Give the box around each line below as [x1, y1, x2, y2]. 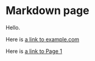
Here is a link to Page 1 [5, 47, 62, 55]
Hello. [5, 24, 21, 31]
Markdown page [5, 4, 90, 18]
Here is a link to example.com [5, 35, 80, 43]
